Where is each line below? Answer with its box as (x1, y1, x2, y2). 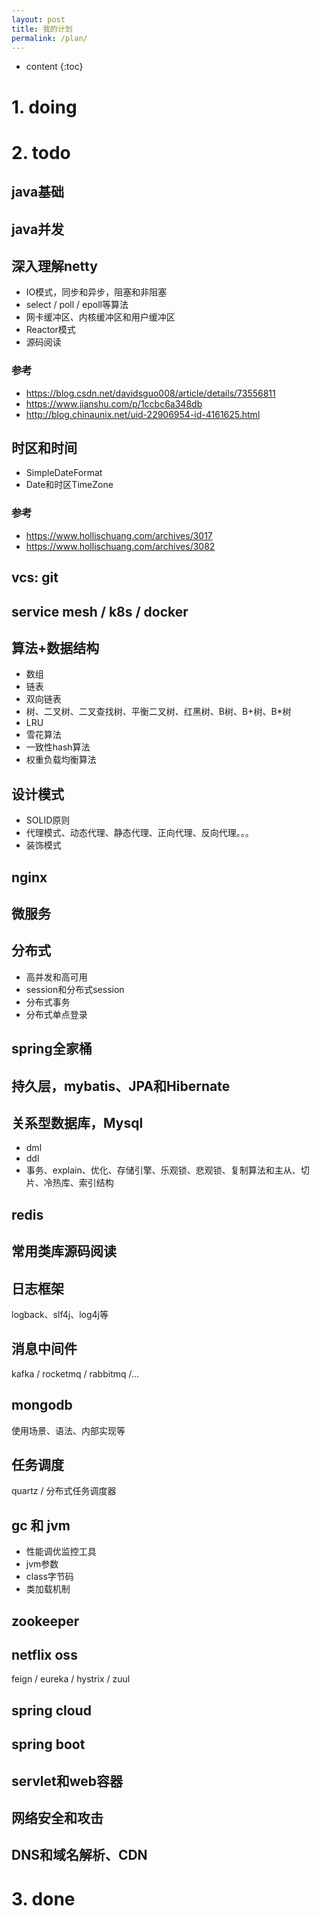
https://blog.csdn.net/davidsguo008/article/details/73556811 (25, 387, 276, 399)
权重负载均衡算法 (25, 754, 97, 766)
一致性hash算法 (25, 741, 91, 753)
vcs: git (11, 569, 59, 586)
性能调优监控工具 (25, 1546, 97, 1558)
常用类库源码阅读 (11, 1243, 117, 1260)
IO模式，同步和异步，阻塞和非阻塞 (25, 286, 168, 298)
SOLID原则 (25, 814, 71, 826)
